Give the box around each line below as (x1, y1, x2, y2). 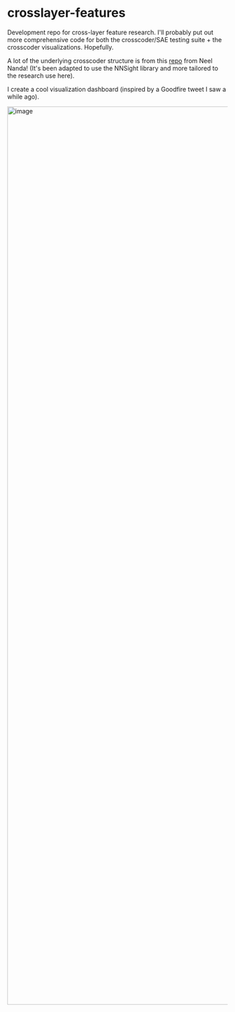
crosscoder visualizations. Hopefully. (7, 43, 114, 51)
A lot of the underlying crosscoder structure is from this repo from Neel (7, 56, 213, 64)
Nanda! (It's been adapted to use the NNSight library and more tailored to (7, 64, 219, 72)
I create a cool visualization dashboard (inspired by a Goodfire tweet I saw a (7, 85, 226, 93)
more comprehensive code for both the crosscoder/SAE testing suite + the (7, 35, 222, 43)
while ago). (7, 92, 40, 101)
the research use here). (7, 71, 75, 80)
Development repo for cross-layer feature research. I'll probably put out (7, 28, 214, 36)
